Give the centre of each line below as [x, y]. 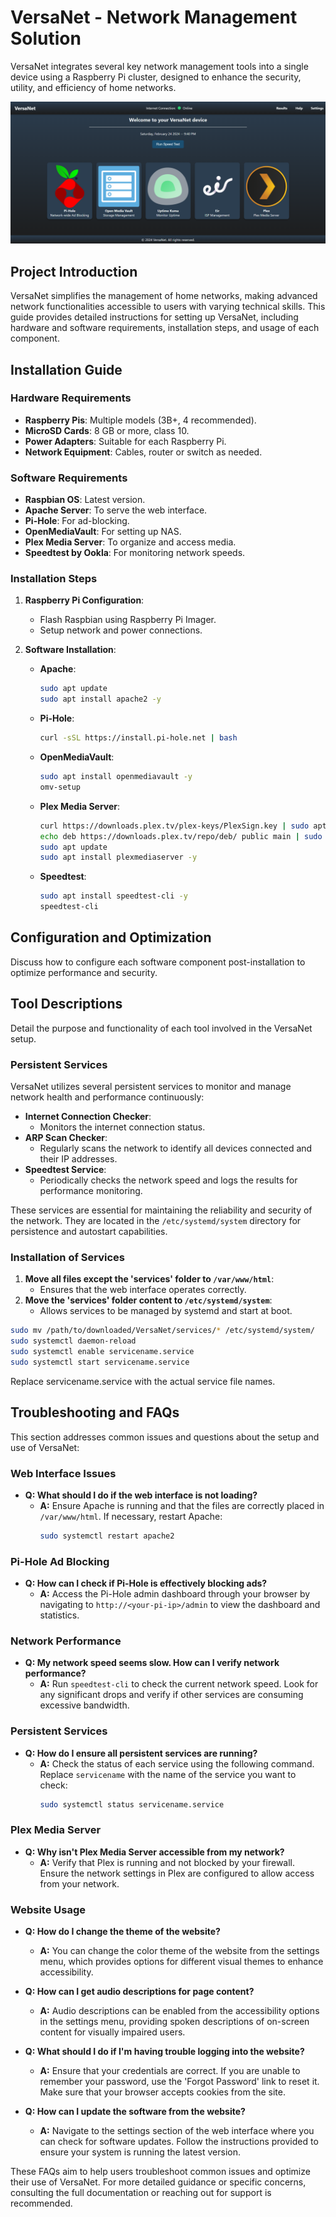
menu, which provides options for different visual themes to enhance [181, 1962]
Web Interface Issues [63, 1473]
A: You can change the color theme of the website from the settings [179, 1951]
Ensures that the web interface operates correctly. [143, 1290]
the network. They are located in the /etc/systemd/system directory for [156, 1220]
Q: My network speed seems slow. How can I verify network [152, 1663]
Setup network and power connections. [121, 630]
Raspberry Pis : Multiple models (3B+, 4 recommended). [140, 420]
